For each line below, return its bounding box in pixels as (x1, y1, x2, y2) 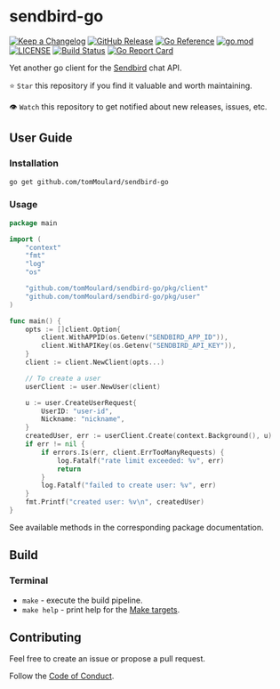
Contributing (9, 630, 82, 644)
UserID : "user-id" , (41, 407, 114, 416)
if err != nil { (25, 440, 86, 449)
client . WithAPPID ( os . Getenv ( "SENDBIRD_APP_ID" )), (41, 333, 228, 342)
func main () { (9, 316, 62, 326)
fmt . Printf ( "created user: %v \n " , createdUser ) (25, 498, 204, 507)
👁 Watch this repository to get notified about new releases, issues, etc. (9, 101, 268, 112)
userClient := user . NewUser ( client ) (25, 382, 162, 391)
